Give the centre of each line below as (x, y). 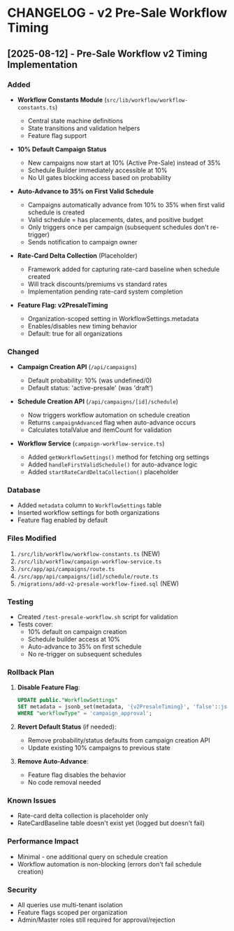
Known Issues (32, 800)
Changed (23, 352)
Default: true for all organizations (75, 333)
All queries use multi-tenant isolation (70, 904)
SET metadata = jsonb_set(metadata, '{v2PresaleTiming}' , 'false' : (118, 707)
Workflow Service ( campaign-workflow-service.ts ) (91, 443)
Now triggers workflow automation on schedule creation (109, 415)
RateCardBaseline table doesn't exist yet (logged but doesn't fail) (111, 823)
